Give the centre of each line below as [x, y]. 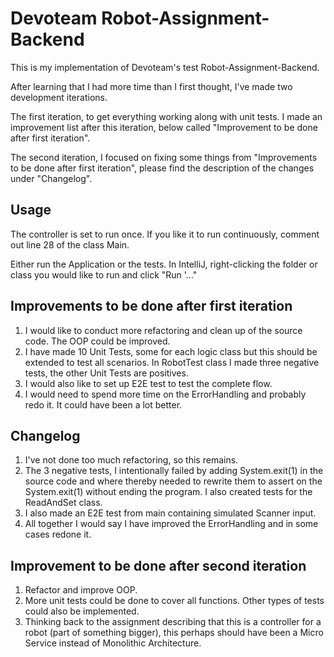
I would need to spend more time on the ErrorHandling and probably [165, 394]
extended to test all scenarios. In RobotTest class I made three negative [172, 362]
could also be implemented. [82, 611]
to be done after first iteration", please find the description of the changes [162, 168]
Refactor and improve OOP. [81, 590]
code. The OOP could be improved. [97, 341]
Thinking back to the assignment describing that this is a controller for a [173, 622]
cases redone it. [58, 534]
